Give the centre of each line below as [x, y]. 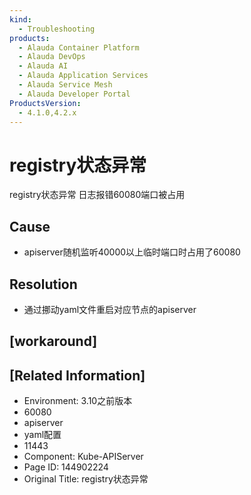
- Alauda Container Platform [79, 47]
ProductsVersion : [45, 103]
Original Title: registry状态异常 [86, 479]
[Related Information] [77, 375]
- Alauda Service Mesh [65, 85]
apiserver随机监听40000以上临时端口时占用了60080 [132, 252]
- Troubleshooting [57, 29]
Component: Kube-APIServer [83, 457]
